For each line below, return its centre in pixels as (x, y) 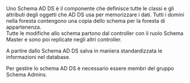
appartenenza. (24, 27)
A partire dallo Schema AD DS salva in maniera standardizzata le (84, 51)
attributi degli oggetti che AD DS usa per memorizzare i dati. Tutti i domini (95, 15)
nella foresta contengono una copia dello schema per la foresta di (86, 21)
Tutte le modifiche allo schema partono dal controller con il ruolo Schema (95, 33)
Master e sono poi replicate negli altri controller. (64, 39)
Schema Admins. (27, 75)
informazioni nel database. (38, 57)
